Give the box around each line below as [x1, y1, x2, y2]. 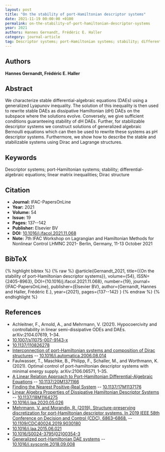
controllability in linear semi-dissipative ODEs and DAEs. [12, 326, 126, 332]
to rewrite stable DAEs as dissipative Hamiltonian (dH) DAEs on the [5, 108, 140, 114]
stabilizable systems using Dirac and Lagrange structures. [5, 139, 123, 145]
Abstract [5, 84, 33, 93]
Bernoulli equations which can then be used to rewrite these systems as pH [5, 129, 158, 135]
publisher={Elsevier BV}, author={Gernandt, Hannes [51, 283, 157, 290]
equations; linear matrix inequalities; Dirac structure [25, 172, 130, 178]
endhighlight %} [5, 294, 38, 300]
